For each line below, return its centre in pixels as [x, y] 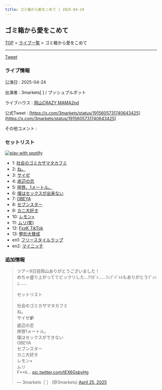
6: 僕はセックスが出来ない [38, 193]
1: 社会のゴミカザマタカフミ [40, 163]
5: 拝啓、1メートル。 [32, 187]
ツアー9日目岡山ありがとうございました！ [58, 271]
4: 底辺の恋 [23, 181]
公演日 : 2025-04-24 [26, 82]
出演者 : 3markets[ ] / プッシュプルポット [46, 92]
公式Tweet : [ [18, 113]
